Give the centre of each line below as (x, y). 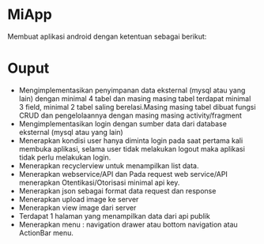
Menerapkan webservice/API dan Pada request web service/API (123, 174)
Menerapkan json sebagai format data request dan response (117, 190)
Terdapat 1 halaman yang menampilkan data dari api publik (114, 216)
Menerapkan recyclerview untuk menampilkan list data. (109, 165)
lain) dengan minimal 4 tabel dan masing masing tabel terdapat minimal (135, 98)
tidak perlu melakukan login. (65, 157)
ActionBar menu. (46, 233)
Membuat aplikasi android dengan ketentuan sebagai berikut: (107, 36)
